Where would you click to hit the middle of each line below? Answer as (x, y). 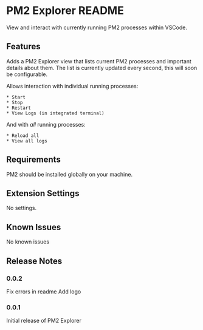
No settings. (22, 208)
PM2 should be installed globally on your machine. (69, 174)
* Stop (15, 102)
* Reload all (23, 135)
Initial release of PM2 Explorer (44, 321)
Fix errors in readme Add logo (44, 291)
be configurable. (27, 74)
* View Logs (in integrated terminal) (55, 113)
